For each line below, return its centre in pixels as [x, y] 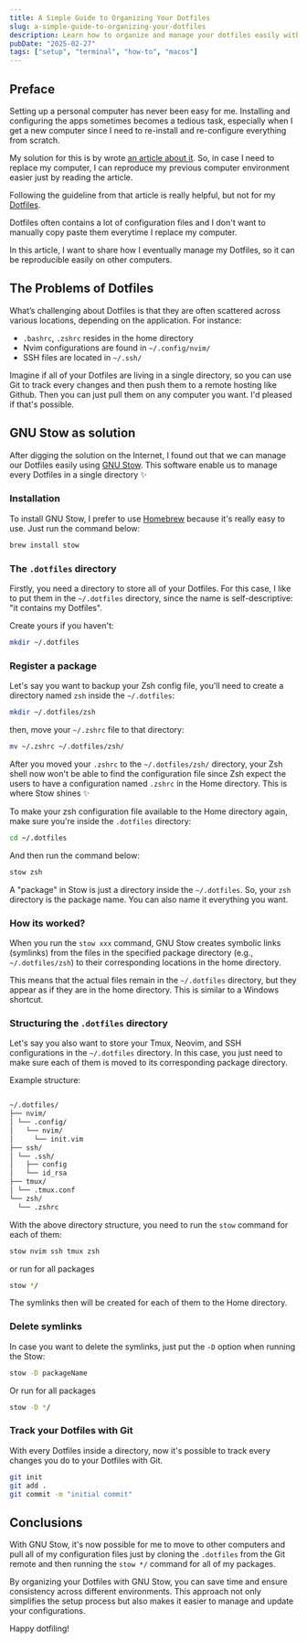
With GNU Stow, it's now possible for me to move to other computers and [148, 1545]
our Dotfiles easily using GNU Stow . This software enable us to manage [143, 465]
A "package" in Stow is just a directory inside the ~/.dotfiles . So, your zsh [150, 889]
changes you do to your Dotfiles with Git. [86, 1460]
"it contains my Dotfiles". [56, 608]
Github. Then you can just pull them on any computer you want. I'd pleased [151, 394]
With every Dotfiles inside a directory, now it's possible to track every [140, 1450]
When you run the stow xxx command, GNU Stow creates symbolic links [145, 943]
